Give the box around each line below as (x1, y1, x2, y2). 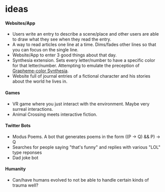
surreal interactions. (12, 106, 53, 112)
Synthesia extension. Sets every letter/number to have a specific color (12, 57, 156, 63)
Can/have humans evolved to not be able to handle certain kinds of (12, 177, 149, 183)
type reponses (12, 149, 42, 155)
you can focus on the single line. (12, 47, 79, 53)
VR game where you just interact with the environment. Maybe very (12, 100, 150, 107)
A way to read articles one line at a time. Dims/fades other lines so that (12, 42, 157, 48)
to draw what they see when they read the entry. (12, 36, 112, 43)
